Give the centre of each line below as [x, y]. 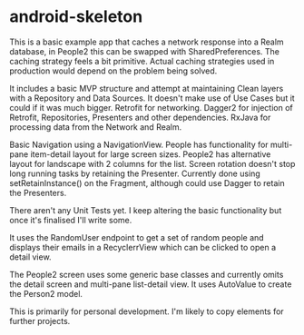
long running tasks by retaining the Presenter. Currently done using [135, 173]
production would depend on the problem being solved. [113, 71]
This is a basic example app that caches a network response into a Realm [147, 42]
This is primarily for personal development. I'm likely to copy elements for [147, 311]
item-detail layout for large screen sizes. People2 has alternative [151, 154]
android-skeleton [76, 17]
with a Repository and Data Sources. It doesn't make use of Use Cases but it [152, 98]
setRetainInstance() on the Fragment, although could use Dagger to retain [147, 182]
